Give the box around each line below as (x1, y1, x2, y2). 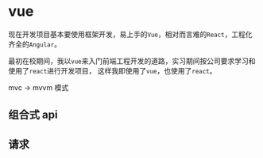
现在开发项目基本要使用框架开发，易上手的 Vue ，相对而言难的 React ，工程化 (8, 29, 253, 39)
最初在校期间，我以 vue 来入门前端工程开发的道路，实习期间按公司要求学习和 (8, 56, 256, 66)
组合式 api (8, 108, 58, 122)
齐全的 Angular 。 (8, 39, 62, 49)
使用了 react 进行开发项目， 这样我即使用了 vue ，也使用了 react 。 (8, 66, 217, 75)
